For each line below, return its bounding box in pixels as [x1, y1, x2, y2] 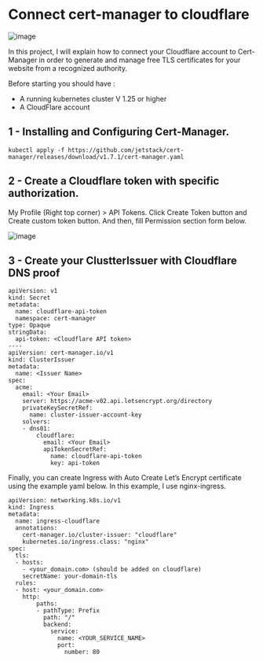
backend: [42, 620, 72, 629]
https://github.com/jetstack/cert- [68, 146, 184, 154]
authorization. [8, 187, 79, 200]
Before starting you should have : [8, 79, 115, 88]
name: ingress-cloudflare [15, 517, 100, 525]
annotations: [15, 524, 58, 532]
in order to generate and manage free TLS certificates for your [38, 55, 241, 65]
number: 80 [64, 648, 100, 656]
